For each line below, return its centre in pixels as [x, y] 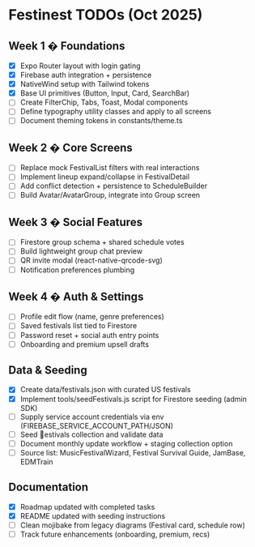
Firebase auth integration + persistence [86, 75]
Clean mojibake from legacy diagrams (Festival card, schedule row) [132, 525]
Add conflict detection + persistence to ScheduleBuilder [114, 186]
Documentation [49, 487]
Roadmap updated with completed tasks [87, 506]
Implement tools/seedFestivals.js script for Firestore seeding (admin [133, 399]
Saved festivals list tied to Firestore [79, 326]
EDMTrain [36, 462]
